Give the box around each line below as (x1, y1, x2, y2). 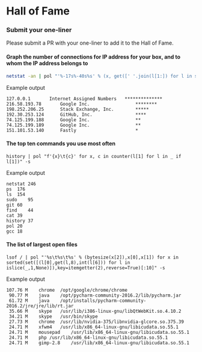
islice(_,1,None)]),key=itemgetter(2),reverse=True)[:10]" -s (6, 265, 165, 271)
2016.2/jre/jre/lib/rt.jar (6, 303, 74, 309)
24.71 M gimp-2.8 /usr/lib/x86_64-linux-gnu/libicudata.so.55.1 (8, 339, 189, 346)
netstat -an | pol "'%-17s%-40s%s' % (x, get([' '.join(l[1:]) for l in (6, 73, 192, 79)
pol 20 (6, 223, 23, 229)
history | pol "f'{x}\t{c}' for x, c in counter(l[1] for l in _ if (6, 153, 182, 159)
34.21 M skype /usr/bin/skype (8, 313, 98, 319)
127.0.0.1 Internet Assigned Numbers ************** (6, 95, 163, 102)
